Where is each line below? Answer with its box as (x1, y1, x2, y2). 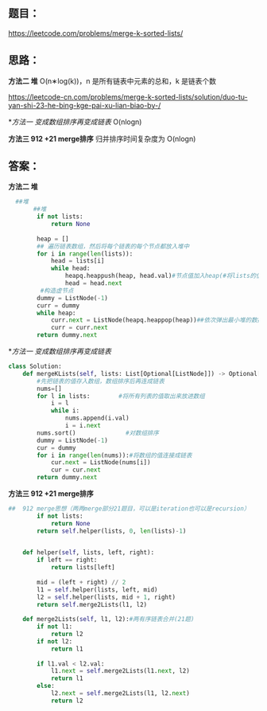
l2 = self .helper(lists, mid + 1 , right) (37, 593, 176, 601)
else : (37, 682, 56, 690)
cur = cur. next (50, 466, 102, 475)
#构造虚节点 (40, 287, 74, 295)
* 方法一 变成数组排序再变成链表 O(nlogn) (8, 117, 142, 127)
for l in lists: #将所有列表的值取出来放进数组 (37, 392, 205, 400)
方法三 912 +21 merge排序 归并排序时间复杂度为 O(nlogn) (8, 134, 196, 143)
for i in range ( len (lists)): (37, 249, 133, 258)
